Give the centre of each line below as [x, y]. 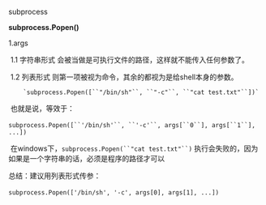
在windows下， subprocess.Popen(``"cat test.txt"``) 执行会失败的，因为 [134, 148]
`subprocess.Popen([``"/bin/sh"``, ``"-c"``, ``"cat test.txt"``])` [141, 92]
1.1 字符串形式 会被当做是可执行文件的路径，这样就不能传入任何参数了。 [130, 60]
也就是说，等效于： [42, 108]
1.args [18, 43]
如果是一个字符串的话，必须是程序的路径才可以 [86, 158]
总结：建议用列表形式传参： [55, 176]
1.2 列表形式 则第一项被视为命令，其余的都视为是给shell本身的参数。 [124, 77]
